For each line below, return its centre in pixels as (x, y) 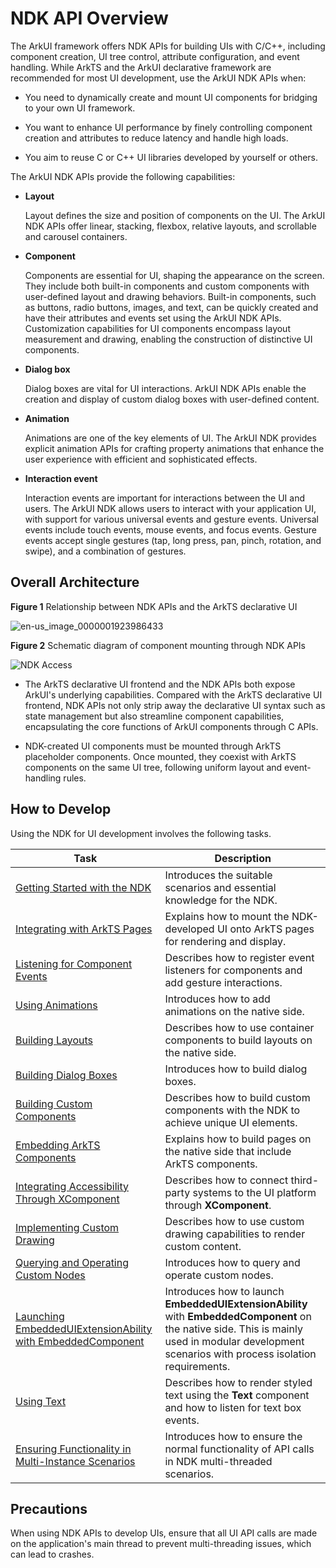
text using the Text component (237, 1395)
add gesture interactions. (223, 982)
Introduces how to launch (224, 1291)
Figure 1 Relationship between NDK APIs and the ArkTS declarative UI (154, 606)
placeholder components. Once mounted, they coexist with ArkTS (160, 756)
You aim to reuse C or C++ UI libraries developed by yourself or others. (171, 157)
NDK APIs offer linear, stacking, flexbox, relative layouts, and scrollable (170, 226)
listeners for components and (233, 970)
